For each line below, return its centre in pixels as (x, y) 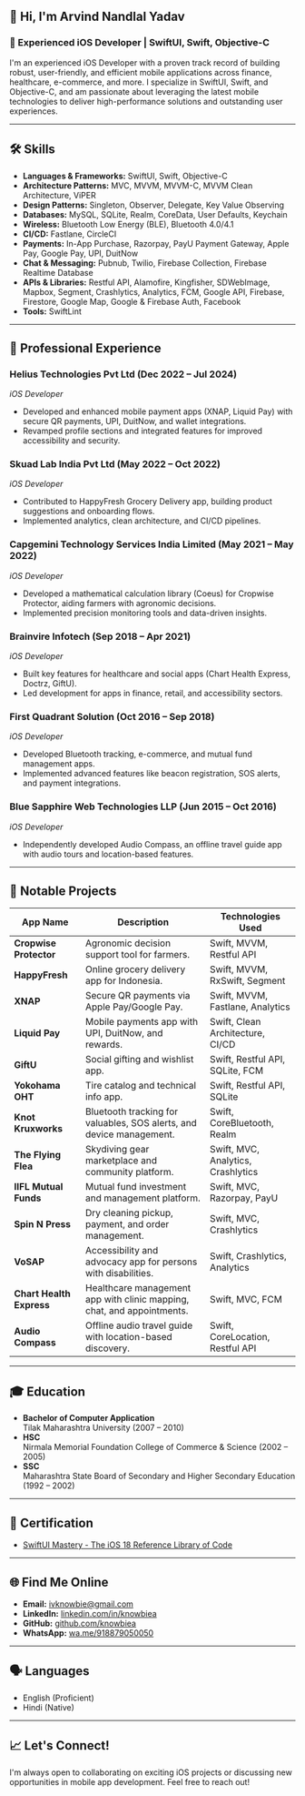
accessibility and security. (71, 441)
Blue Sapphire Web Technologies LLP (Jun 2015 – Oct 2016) (143, 807)
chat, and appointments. (137, 1311)
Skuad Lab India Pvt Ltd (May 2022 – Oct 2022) (115, 464)
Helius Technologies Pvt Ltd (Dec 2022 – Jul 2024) (123, 374)
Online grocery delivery (135, 969)
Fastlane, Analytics (250, 1007)
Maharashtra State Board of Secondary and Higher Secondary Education (159, 1476)
